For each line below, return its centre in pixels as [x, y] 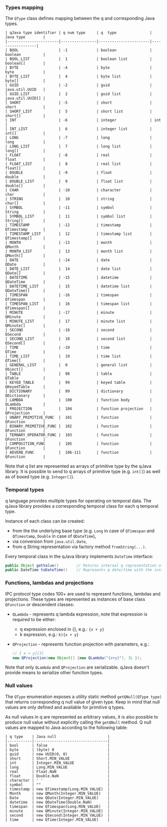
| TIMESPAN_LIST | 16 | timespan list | [79, 304]
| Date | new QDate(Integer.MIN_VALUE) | [58, 798]
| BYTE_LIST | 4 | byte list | [79, 76]
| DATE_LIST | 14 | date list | [79, 269]
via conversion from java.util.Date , [49, 541]
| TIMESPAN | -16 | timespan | [79, 295]
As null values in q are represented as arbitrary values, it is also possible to [82, 717]
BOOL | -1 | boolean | [81, 50]
